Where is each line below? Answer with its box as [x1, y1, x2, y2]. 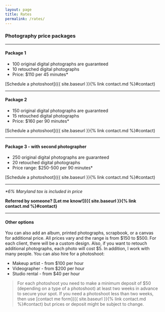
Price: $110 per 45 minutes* [12, 71, 69, 77]
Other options [5, 219, 34, 225]
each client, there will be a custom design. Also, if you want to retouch [5, 240, 147, 246]
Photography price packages [5, 32, 76, 39]
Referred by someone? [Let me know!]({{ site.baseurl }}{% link [5, 198, 137, 204]
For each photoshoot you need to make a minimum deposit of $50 [17, 281, 151, 286]
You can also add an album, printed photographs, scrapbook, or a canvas [5, 230, 154, 236]
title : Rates [5, 12, 32, 17]
